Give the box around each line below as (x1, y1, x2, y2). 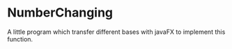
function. (7, 35, 33, 43)
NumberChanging (7, 5, 114, 21)
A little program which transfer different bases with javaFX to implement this (7, 28, 226, 36)
